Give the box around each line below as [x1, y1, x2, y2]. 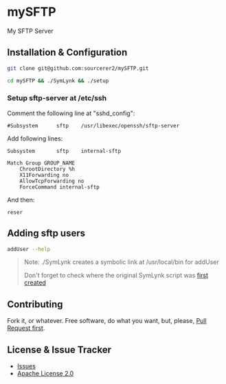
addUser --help [7, 245, 51, 252]
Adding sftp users [7, 228, 86, 239]
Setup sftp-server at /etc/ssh [7, 93, 107, 103]
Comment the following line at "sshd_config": [7, 109, 135, 117]
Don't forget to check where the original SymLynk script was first [23, 272, 208, 280]
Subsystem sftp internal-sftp [7, 147, 122, 154]
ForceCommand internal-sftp [19, 183, 100, 191]
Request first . [7, 324, 45, 333]
